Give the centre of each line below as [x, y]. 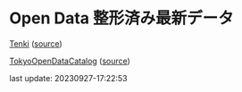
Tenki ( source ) [36, 43]
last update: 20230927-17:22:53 [68, 78]
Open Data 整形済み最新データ [121, 18]
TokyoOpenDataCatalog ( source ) [70, 61]
